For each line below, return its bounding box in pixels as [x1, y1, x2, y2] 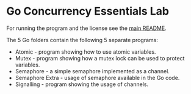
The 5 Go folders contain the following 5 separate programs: [6, 36, 159, 43]
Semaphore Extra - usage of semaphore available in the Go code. [15, 74, 180, 81]
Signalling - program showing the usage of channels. [15, 81, 148, 88]
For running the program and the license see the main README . [6, 24, 167, 32]
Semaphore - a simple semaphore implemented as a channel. [15, 67, 170, 74]
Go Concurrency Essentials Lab [6, 4, 170, 18]
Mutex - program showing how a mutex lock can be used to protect [15, 54, 185, 62]
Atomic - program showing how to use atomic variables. [15, 48, 156, 56]
